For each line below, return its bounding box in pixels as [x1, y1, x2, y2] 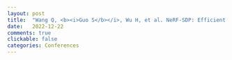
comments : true [7, 29, 52, 37]
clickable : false [7, 36, 58, 43]
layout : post [7, 10, 45, 17]
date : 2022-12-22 [7, 23, 64, 30]
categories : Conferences [7, 42, 79, 49]
